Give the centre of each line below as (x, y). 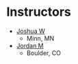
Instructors (39, 12)
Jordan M (30, 45)
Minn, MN (40, 38)
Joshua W (30, 31)
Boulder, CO (43, 53)
